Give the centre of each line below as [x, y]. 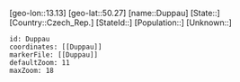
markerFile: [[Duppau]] [54, 55]
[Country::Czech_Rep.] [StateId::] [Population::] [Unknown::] [120, 23]
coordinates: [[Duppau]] [56, 47]
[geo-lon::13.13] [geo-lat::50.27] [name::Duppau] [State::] [115, 13]
